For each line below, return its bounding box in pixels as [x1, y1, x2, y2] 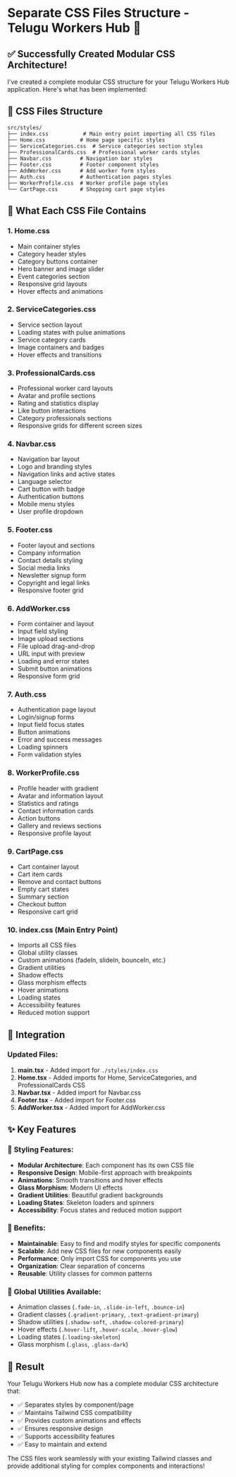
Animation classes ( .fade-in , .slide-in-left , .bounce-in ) [17, 1303, 185, 1311]
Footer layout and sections [17, 541, 95, 549]
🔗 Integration [7, 1028, 66, 1040]
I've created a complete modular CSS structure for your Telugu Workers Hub [7, 77, 230, 86]
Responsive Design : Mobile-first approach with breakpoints [17, 1168, 192, 1177]
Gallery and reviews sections [17, 821, 102, 830]
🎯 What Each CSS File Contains [7, 205, 147, 217]
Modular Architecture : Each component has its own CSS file [17, 1161, 194, 1169]
